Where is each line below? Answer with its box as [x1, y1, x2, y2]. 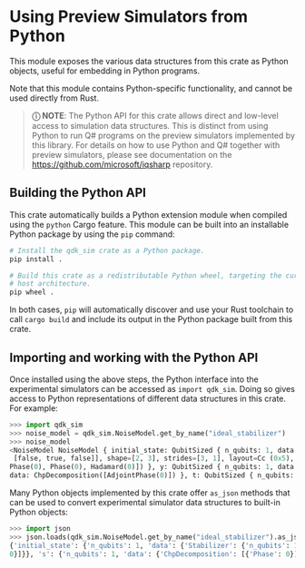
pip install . [9, 254, 64, 264]
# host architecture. [9, 279, 92, 289]
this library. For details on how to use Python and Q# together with [31, 139, 280, 151]
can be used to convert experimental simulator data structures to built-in [9, 497, 281, 508]
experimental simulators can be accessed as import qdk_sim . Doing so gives [9, 383, 295, 394]
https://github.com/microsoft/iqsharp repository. [31, 159, 213, 170]
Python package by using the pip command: [9, 229, 175, 240]
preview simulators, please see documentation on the [31, 149, 232, 160]
